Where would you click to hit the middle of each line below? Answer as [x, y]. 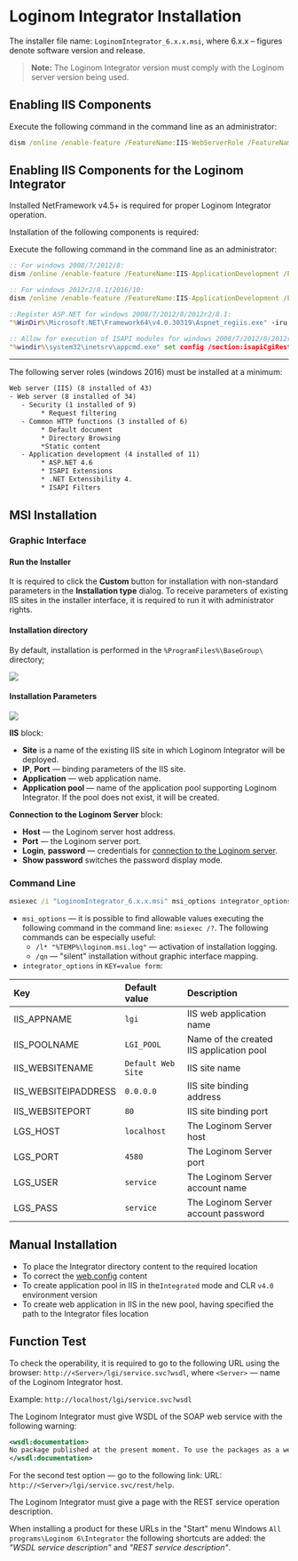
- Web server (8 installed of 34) [73, 397]
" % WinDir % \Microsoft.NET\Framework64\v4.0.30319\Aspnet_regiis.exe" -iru [149, 323]
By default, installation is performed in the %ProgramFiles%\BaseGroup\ [136, 649]
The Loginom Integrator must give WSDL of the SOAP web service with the [146, 1416]
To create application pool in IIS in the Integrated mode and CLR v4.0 [148, 1285]
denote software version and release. [78, 50]
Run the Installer [40, 561]
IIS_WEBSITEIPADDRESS [65, 1091]
